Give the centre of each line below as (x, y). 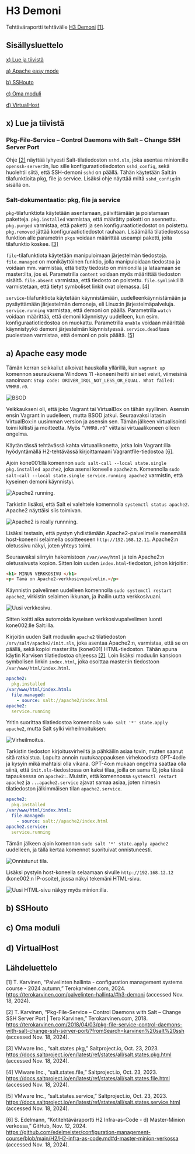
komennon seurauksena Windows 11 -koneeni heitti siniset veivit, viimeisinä (97, 374)
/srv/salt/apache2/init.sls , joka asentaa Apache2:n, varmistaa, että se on (97, 643)
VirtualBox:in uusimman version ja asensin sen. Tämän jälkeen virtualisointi (96, 421)
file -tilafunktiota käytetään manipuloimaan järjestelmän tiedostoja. (87, 255)
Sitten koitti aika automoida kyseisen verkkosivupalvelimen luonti (84, 619)
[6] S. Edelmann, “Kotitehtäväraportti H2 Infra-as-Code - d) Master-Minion (95, 1119)
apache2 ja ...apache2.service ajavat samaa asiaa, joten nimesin (83, 782)
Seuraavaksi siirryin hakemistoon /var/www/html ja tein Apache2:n (85, 557)
